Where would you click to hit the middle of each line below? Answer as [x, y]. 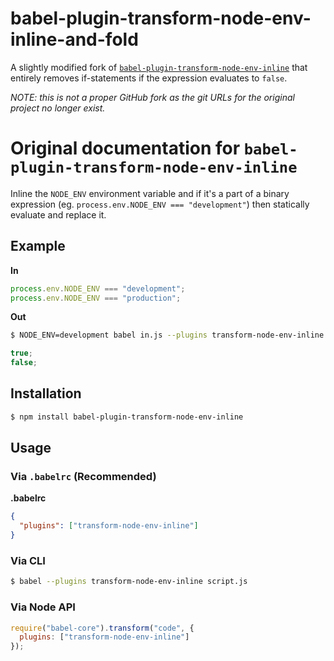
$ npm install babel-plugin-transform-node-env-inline [127, 417]
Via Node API [43, 607]
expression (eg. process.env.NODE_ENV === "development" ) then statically [160, 204]
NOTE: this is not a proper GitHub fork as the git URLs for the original [152, 97]
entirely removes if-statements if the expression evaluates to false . [149, 78]
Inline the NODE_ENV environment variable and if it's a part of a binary [150, 193]
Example [38, 246]
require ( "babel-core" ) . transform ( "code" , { [102, 628]
